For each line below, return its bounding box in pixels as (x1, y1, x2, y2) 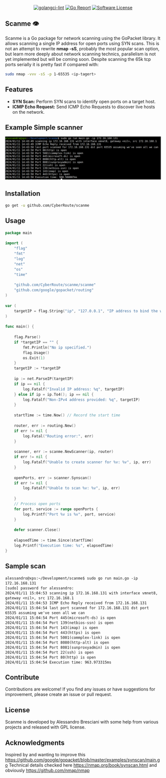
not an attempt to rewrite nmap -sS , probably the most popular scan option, (5, 45, 160, 51)
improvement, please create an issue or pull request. (5, 692, 112, 697)
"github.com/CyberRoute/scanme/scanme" (14, 282, 96, 288)
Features (5, 86, 33, 94)
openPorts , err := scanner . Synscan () (14, 475, 92, 480)
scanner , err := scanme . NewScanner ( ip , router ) (14, 449, 114, 454)
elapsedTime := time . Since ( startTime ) (14, 538, 94, 543)
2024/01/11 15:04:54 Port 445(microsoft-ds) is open (5, 615, 116, 620)
